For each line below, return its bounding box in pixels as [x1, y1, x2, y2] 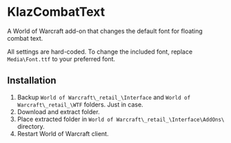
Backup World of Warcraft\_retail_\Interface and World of [17, 93, 191, 101]
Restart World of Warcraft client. [17, 129, 109, 137]
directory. [17, 122, 45, 131]
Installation [7, 75, 57, 87]
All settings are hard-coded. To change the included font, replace [7, 47, 193, 56]
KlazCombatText [7, 4, 106, 20]
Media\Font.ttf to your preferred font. [7, 54, 116, 63]
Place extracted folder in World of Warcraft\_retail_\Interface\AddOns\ [17, 115, 225, 123]
